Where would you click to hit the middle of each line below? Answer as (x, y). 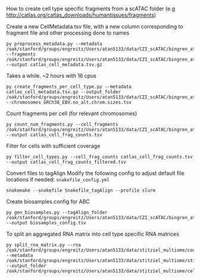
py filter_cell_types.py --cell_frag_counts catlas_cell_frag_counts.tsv (100, 157)
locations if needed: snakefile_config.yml (58, 179)
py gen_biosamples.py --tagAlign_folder (57, 213)
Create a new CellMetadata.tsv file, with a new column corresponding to (95, 27)
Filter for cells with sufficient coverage (53, 146)
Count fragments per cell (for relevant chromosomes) (72, 113)
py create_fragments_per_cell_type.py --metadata (69, 87)
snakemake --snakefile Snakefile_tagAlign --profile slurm (81, 190)
